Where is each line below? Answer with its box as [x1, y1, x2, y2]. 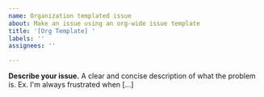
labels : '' [8, 34, 45, 43]
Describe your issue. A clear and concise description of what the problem [8, 71, 256, 81]
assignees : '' [8, 42, 57, 50]
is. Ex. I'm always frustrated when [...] [8, 80, 134, 90]
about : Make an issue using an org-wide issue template [8, 19, 200, 27]
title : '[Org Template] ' [8, 27, 95, 35]
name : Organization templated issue [8, 11, 132, 20]
